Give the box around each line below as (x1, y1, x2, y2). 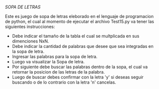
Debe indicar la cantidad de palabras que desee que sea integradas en (12, 44, 154, 49)
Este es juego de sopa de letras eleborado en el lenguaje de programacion (5, 14, 154, 19)
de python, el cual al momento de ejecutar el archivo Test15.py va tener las (5, 19, 154, 24)
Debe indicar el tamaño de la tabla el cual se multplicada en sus (12, 33, 140, 39)
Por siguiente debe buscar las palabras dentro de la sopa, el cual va (12, 64, 148, 70)
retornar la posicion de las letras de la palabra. (12, 69, 105, 74)
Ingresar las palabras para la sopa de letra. (12, 54, 98, 59)
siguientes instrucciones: (5, 24, 55, 30)
